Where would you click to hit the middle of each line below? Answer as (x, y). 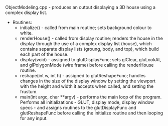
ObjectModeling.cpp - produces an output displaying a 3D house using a (80, 7)
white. (26, 33)
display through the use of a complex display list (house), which (86, 44)
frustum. (29, 92)
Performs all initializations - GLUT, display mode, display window (87, 102)
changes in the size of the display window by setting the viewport (88, 81)
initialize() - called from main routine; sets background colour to (86, 28)
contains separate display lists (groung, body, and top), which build (89, 49)
